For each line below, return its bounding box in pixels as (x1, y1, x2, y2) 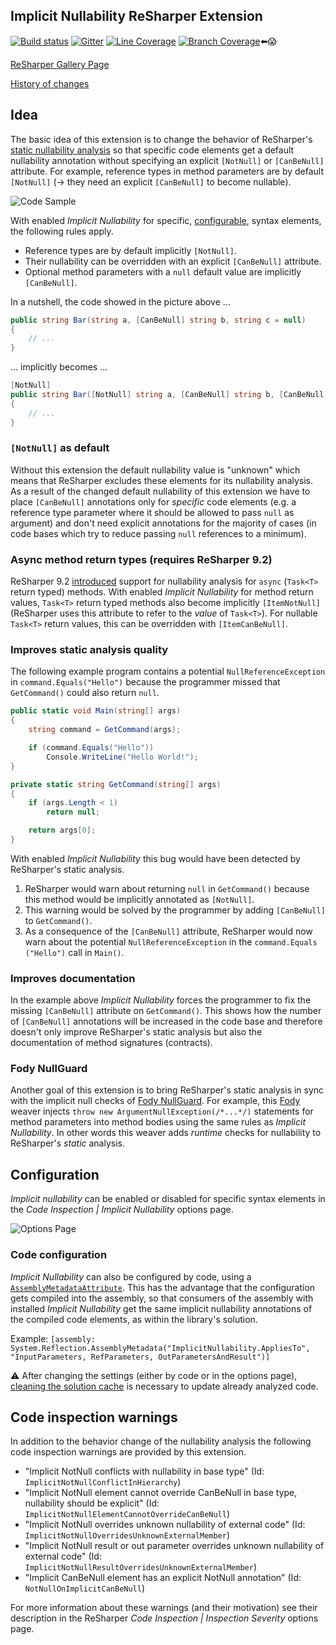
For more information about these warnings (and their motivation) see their (10, 1602, 318, 1614)
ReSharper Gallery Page (10, 58, 110, 70)
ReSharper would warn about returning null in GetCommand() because (24, 882, 310, 894)
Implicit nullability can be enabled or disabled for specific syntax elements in (10, 1193, 326, 1205)
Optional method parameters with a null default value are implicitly (24, 265, 302, 278)
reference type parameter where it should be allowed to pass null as (10, 506, 295, 518)
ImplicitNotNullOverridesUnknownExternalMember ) (24, 1529, 231, 1541)
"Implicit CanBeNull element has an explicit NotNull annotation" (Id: (24, 1572, 302, 1584)
